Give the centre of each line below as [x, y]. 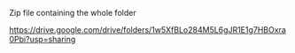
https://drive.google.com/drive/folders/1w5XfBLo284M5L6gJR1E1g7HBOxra [147, 30]
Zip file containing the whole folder [73, 13]
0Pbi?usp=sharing [43, 39]
